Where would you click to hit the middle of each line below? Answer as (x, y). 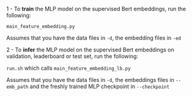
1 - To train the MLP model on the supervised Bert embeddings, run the (96, 9)
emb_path (17, 87)
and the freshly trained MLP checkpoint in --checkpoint (100, 86)
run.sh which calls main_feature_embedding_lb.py (68, 68)
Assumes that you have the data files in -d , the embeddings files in (90, 80)
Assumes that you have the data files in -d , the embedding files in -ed (94, 38)
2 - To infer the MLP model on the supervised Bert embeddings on (90, 50)
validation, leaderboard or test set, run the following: (72, 56)
